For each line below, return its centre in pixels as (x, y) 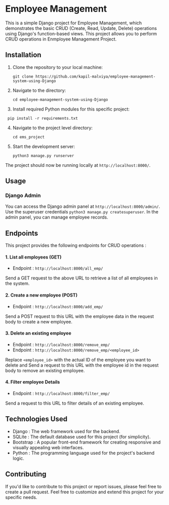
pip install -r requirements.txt (43, 118)
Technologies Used (36, 419)
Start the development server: (44, 146)
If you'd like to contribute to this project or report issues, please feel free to (83, 486)
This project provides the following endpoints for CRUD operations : (76, 245)
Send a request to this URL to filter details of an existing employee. (75, 403)
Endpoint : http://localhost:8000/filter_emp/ (61, 393)
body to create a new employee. (39, 321)
